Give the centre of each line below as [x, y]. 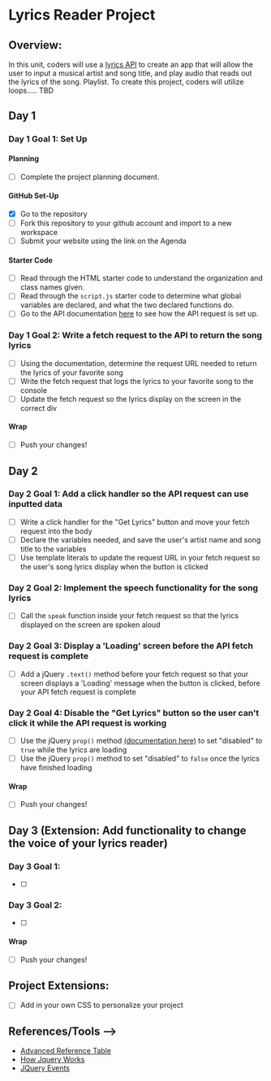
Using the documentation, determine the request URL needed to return [138, 363]
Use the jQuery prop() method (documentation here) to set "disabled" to [141, 741]
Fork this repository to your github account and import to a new [126, 223]
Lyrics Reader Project [82, 15]
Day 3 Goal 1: [34, 866]
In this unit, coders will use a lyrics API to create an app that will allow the [131, 64]
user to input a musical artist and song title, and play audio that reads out [130, 73]
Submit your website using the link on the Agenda [103, 241]
